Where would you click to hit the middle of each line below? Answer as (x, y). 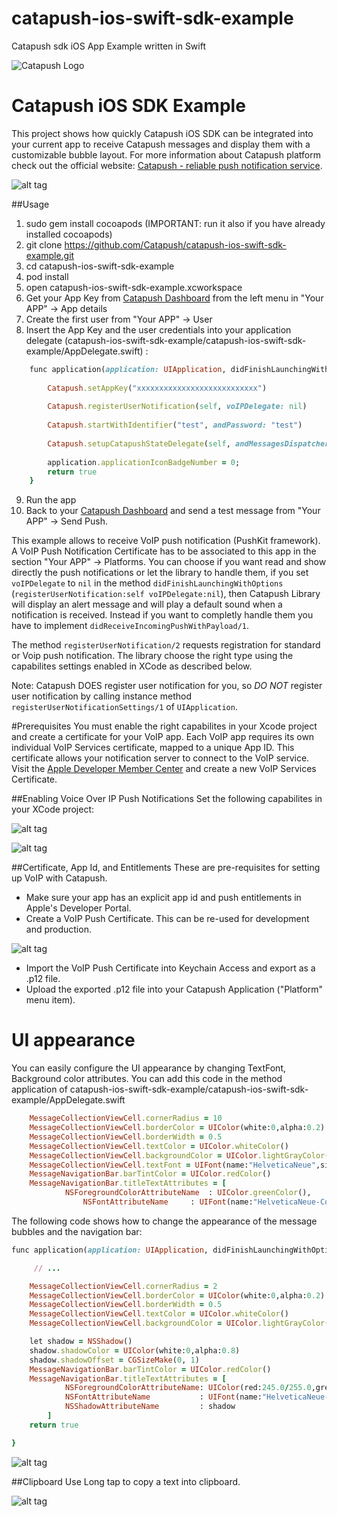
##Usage (30, 204)
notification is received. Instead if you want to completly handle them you (162, 615)
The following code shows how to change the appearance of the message (164, 1221)
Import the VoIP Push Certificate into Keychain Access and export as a (170, 968)
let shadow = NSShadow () (81, 1342)
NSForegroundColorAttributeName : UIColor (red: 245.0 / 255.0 (188, 1388)
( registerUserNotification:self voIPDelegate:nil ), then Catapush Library (166, 594)
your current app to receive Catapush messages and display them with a (161, 144)
